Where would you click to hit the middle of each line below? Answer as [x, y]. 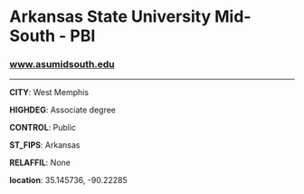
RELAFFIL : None [40, 163]
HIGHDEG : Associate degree [62, 110]
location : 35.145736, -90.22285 [69, 180]
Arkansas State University [110, 17]
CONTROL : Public [43, 128]
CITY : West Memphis [49, 92]
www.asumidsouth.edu [62, 64]
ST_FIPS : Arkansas [45, 145]
